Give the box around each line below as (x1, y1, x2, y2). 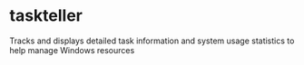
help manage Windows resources (9, 44, 135, 55)
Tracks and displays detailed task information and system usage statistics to (9, 35, 295, 46)
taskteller (9, 5, 83, 26)
